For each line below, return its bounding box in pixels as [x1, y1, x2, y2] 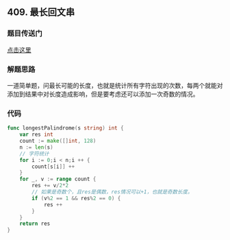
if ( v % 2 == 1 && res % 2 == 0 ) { [31, 195, 121, 202]
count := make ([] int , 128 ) [19, 138, 97, 145]
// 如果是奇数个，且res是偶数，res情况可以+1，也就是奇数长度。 [31, 189, 193, 195]
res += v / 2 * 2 [31, 182, 69, 189]
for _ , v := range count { [19, 176, 97, 183]
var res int [19, 131, 53, 139]
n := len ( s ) [19, 143, 53, 151]
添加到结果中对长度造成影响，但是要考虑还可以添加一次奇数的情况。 [7, 90, 199, 98]
